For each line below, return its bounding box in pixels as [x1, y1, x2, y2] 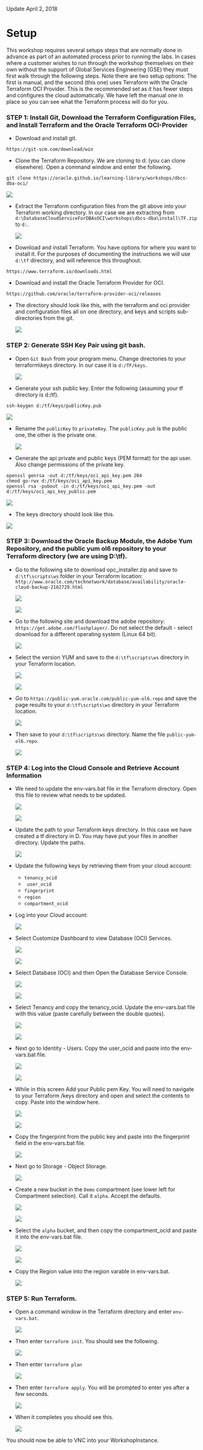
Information [6, 771, 42, 780]
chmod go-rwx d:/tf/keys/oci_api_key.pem [6, 478, 113, 484]
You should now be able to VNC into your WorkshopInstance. [6, 1437, 159, 1444]
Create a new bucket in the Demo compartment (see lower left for [15, 1186, 176, 1193]
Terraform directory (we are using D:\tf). [6, 552, 127, 560]
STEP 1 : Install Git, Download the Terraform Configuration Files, [6, 113, 196, 121]
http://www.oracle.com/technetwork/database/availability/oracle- [15, 579, 187, 585]
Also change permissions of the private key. [15, 461, 125, 468]
